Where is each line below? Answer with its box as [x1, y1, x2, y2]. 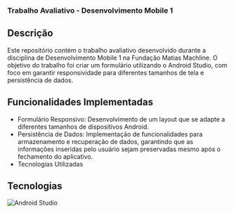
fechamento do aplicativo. [17, 152, 93, 160]
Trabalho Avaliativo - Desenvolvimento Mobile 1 [7, 6, 174, 15]
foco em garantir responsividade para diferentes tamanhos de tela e [7, 68, 204, 77]
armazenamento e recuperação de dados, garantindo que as [17, 137, 193, 146]
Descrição [7, 27, 53, 39]
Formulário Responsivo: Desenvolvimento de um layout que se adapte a [17, 115, 226, 123]
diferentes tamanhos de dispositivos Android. [17, 122, 149, 131]
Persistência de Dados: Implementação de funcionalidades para [17, 129, 203, 138]
